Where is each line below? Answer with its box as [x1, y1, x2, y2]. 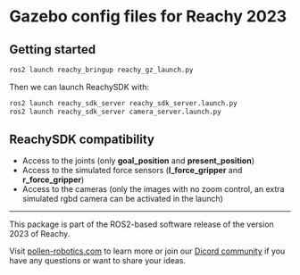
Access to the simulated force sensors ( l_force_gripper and [21, 165, 243, 176]
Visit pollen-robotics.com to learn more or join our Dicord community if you [9, 246, 286, 256]
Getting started [9, 42, 96, 57]
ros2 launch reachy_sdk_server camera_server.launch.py [9, 107, 221, 116]
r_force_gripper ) [21, 174, 85, 185]
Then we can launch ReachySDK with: [9, 81, 150, 92]
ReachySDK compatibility [9, 132, 154, 147]
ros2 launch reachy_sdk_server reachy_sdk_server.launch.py [9, 98, 238, 108]
